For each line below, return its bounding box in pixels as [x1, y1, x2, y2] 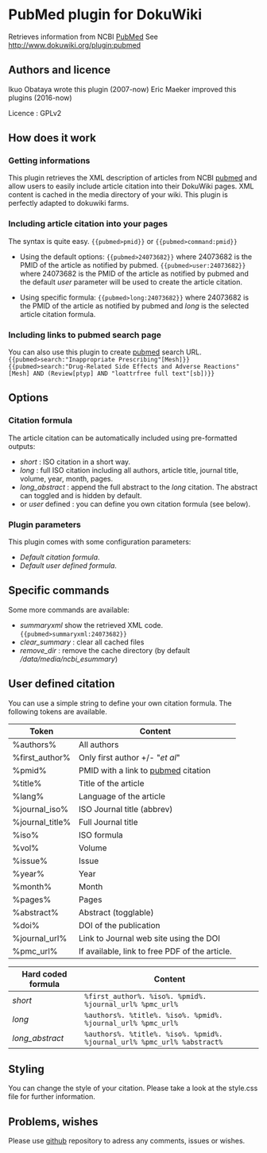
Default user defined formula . [19, 561, 118, 571]
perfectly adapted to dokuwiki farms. [8, 199, 130, 208]
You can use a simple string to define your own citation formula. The [8, 698, 232, 708]
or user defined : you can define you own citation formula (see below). [19, 499, 251, 509]
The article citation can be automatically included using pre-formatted [8, 433, 238, 443]
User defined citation [8, 677, 115, 691]
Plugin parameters [8, 519, 82, 530]
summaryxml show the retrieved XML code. [19, 620, 164, 629]
